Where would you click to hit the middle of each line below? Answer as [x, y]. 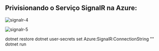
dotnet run [16, 44]
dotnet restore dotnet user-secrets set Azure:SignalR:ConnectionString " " [79, 39]
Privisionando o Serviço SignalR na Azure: [71, 8]
